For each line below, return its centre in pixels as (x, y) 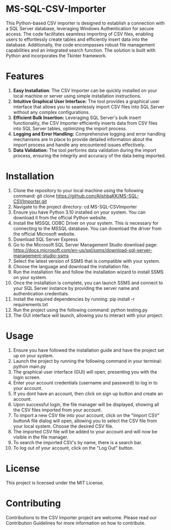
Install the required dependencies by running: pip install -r (74, 299)
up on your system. (33, 355)
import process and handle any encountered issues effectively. (79, 145)
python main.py (30, 366)
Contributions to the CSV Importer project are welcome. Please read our (81, 517)
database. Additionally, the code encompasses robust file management (80, 44)
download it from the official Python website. (60, 217)
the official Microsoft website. (44, 234)
